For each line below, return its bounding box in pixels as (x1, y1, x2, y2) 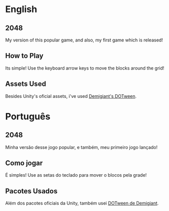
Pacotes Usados (5, 187, 58, 195)
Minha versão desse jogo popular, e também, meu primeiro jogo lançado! (5, 144, 158, 150)
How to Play (5, 51, 44, 60)
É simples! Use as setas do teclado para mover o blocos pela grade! (5, 172, 147, 178)
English (5, 4, 37, 15)
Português (5, 111, 51, 122)
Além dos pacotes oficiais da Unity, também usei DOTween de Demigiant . (5, 200, 159, 206)
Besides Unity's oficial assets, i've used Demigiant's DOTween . (5, 93, 137, 99)
